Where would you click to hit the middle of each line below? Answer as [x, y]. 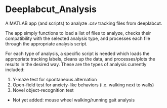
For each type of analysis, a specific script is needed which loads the [77, 53]
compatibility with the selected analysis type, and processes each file [78, 38]
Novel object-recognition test [43, 90]
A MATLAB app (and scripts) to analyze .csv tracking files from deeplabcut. [84, 23]
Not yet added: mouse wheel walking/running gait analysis [74, 100]
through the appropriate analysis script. [46, 43]
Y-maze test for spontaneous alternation [55, 79]
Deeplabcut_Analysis [51, 9]
